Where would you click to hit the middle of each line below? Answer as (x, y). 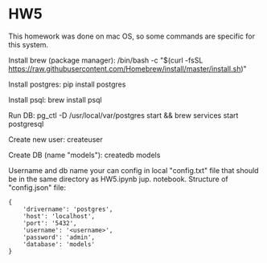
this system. (29, 44)
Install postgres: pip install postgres (67, 84)
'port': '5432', (50, 223)
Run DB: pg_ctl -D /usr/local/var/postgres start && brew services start (123, 115)
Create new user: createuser (55, 139)
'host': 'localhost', (59, 216)
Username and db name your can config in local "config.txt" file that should (133, 170)
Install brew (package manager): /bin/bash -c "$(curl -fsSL (106, 60)
